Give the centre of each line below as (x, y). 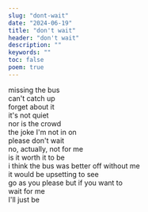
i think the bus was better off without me (74, 166)
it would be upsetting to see (53, 174)
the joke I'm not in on (42, 132)
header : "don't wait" (44, 38)
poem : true (26, 67)
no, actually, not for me (46, 148)
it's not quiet (28, 115)
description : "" (35, 45)
